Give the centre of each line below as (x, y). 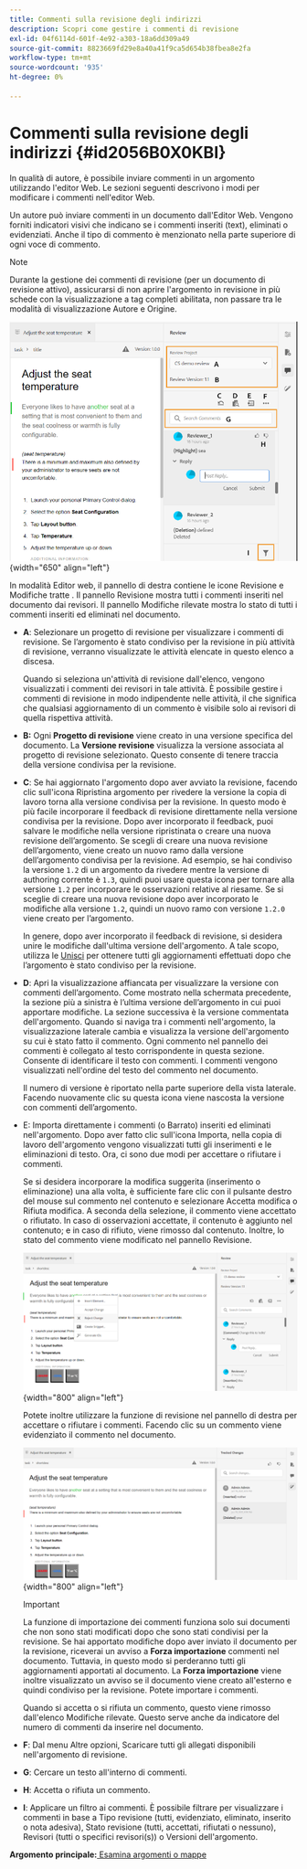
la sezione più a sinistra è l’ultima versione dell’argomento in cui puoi (152, 1003)
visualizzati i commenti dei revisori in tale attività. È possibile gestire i (153, 689)
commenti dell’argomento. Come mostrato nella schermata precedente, (157, 993)
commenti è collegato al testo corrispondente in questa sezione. (143, 1051)
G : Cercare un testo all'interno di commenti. (105, 1772)
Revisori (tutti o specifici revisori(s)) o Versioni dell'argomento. (140, 1836)
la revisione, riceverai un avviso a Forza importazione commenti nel (151, 1651)
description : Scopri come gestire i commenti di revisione (124, 29)
